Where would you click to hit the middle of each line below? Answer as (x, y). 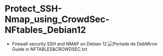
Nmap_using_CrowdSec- (57, 19)
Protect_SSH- (33, 9)
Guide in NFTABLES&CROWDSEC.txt (50, 49)
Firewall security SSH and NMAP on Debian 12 (59, 43)
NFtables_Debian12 (45, 30)
